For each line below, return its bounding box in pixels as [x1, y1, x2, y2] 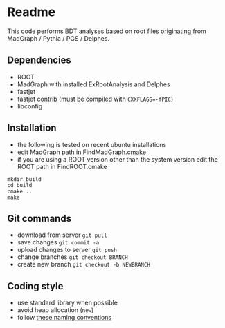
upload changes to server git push [17, 246, 118, 254]
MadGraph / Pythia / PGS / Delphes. [7, 34, 109, 42]
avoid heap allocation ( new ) [17, 306, 94, 314]
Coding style [7, 280, 64, 292]
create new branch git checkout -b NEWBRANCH [17, 260, 151, 269]
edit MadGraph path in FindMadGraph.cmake [17, 148, 147, 156]
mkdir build [7, 175, 42, 183]
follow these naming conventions [17, 313, 112, 322]
